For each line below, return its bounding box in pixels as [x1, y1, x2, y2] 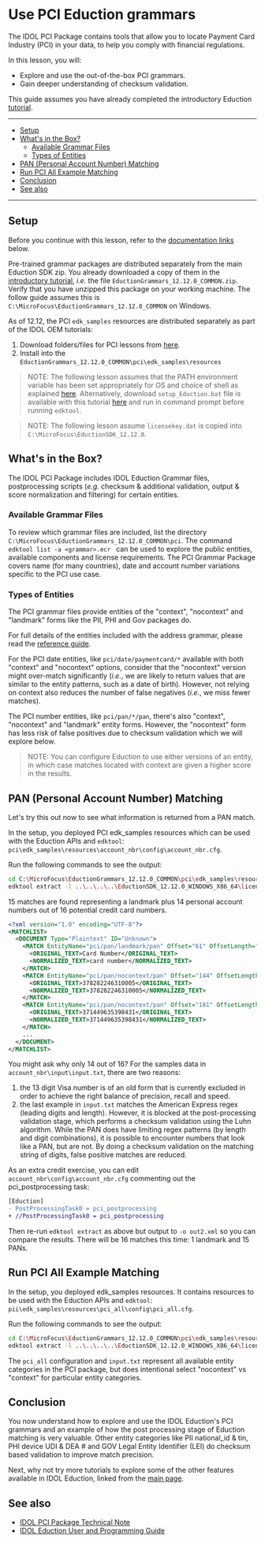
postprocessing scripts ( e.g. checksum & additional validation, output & [8, 481, 240, 491]
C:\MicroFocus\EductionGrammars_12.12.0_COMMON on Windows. [8, 301, 211, 310]
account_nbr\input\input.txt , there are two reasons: [8, 1068, 181, 1077]
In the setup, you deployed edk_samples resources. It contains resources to [8, 1286, 255, 1296]
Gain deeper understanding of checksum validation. [19, 79, 189, 88]
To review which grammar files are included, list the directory [8, 527, 207, 537]
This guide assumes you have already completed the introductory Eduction [8, 94, 252, 103]
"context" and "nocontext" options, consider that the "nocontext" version [8, 663, 247, 672]
